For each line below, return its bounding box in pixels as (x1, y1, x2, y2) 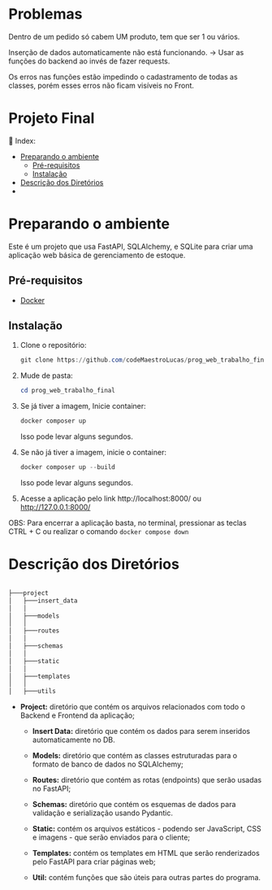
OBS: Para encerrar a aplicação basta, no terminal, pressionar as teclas (8, 518, 247, 527)
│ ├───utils (8, 688, 57, 696)
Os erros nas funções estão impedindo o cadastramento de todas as (8, 72, 238, 81)
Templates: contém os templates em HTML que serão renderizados (32, 849, 260, 858)
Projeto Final (8, 109, 95, 128)
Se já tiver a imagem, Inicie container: (19, 402, 146, 411)
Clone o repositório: (19, 341, 87, 350)
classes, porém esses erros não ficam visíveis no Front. (8, 80, 195, 90)
